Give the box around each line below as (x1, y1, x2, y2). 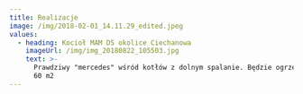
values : (9, 30, 39, 38)
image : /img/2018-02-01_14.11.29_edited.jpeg (9, 21, 183, 30)
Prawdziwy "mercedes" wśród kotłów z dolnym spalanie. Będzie (32, 64, 272, 73)
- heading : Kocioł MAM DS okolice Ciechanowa (17, 38, 192, 47)
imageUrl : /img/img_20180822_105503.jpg (25, 47, 179, 56)
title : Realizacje (9, 13, 78, 22)
